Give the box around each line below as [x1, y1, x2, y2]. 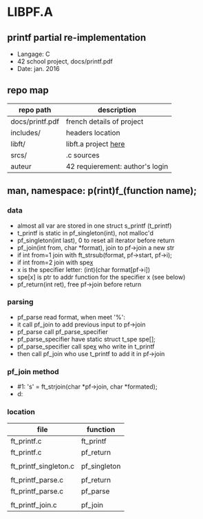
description [97, 105, 136, 115]
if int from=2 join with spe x [17, 258, 94, 266]
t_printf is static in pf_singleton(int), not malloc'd [17, 228, 153, 237]
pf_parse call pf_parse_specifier [17, 327, 108, 335]
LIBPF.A [7, 4, 54, 20]
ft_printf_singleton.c [10, 462, 74, 471]
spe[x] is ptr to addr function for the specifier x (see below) [17, 273, 186, 281]
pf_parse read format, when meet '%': [17, 313, 125, 321]
